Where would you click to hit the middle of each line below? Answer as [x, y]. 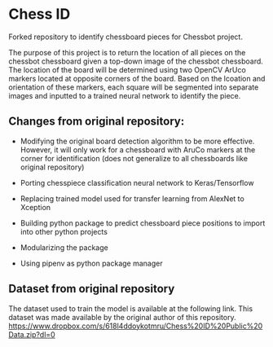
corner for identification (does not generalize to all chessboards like [134, 158]
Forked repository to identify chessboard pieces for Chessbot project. [125, 37]
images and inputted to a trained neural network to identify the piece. [125, 95]
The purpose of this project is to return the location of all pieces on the [127, 52]
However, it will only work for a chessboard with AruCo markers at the [138, 149]
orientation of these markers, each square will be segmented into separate [134, 87]
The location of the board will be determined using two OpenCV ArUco [127, 69]
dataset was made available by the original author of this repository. [122, 317]
